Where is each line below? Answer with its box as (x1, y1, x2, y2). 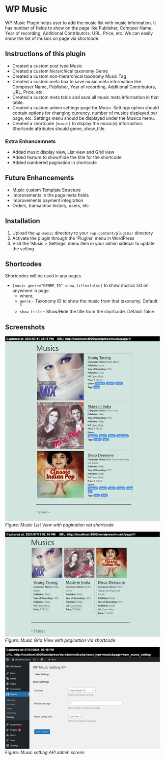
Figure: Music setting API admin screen (5, 750, 85, 756)
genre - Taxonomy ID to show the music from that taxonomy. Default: (19, 298, 159, 304)
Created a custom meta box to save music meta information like (12, 78, 141, 84)
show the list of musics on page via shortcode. (5, 35, 100, 41)
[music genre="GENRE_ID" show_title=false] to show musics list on (12, 282, 149, 289)
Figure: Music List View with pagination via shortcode (5, 522, 114, 528)
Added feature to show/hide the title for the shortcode (12, 154, 122, 161)
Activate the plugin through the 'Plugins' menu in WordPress (12, 235, 135, 241)
